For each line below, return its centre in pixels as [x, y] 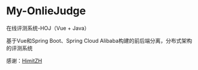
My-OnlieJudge [46, 11]
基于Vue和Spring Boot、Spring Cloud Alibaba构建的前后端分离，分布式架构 [99, 40]
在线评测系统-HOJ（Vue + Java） [48, 28]
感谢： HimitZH [24, 61]
